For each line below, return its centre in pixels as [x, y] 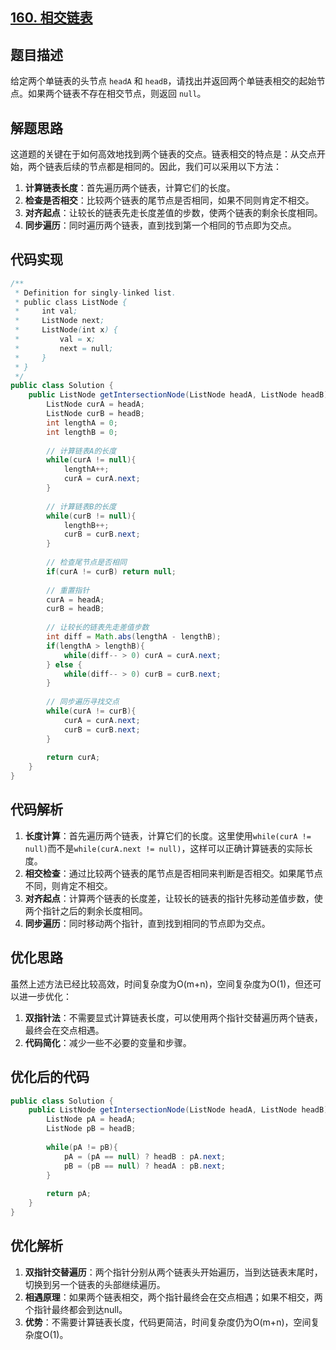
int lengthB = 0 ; [82, 432]
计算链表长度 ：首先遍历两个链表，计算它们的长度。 [130, 188]
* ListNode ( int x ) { [66, 330]
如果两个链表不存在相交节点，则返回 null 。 [117, 94]
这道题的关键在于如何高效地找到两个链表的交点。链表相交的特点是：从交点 [163, 154]
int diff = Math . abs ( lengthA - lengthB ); [134, 637]
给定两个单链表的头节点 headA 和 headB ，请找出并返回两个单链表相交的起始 [163, 81]
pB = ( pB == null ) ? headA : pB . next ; [144, 1166]
